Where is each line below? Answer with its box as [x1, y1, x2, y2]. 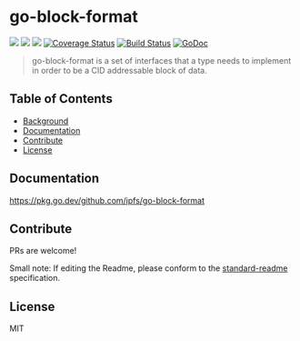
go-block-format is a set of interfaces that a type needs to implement [31, 55, 292, 65]
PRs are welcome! [9, 246, 77, 256]
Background [22, 115, 69, 126]
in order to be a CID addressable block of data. [31, 65, 207, 75]
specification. [9, 273, 61, 284]
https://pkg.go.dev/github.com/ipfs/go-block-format [9, 195, 205, 206]
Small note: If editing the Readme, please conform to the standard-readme [9, 263, 288, 274]
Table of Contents [9, 91, 114, 106]
